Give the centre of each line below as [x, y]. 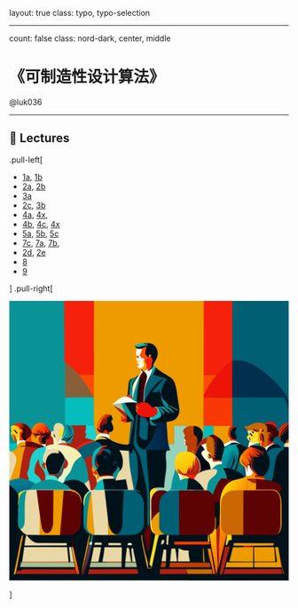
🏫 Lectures [39, 138]
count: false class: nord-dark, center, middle [90, 38]
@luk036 [26, 102]
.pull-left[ [26, 160]
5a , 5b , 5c [40, 233]
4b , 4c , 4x [41, 224]
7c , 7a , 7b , [41, 242]
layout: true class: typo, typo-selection [80, 13]
